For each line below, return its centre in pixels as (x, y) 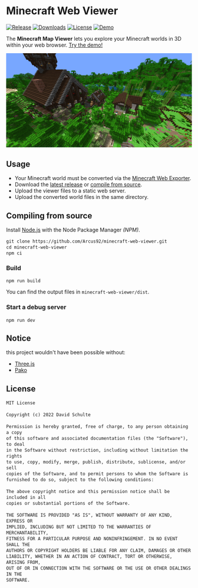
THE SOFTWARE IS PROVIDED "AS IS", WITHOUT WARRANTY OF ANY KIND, (89, 515)
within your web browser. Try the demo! (55, 45)
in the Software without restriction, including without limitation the (97, 450)
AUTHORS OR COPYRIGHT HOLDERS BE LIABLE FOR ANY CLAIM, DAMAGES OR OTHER (99, 551)
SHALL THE (18, 545)
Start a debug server (36, 307)
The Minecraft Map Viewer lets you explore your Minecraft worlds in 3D (94, 38)
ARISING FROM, (24, 563)
